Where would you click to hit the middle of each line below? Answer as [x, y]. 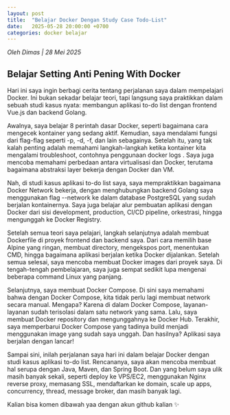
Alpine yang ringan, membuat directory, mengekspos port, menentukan [108, 248]
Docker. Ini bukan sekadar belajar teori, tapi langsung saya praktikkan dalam [115, 98]
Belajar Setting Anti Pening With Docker [94, 74]
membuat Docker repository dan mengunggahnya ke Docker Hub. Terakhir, [113, 319]
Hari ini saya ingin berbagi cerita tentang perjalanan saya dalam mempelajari [115, 91]
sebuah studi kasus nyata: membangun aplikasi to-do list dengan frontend [112, 105]
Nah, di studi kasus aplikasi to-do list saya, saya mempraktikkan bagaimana [114, 183]
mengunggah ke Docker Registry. [54, 220]
